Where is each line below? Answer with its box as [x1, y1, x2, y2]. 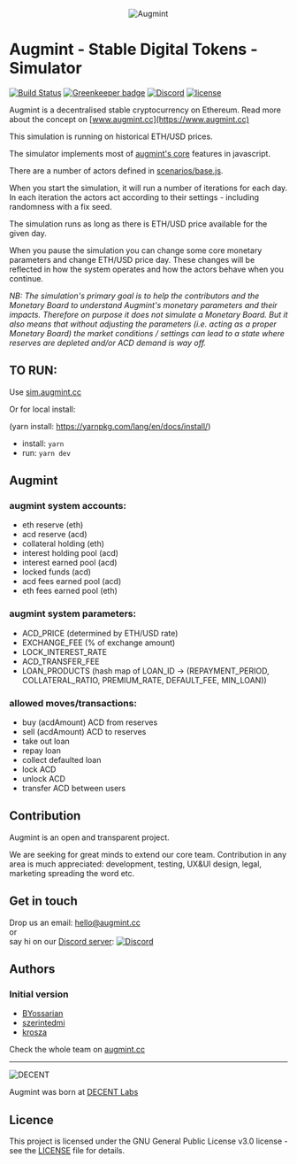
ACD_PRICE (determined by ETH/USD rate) [21, 628, 179, 638]
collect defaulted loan [21, 755, 102, 766]
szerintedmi [21, 1018, 65, 1029]
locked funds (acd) [21, 567, 91, 577]
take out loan [21, 736, 71, 747]
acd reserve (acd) [21, 529, 88, 540]
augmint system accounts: [9, 500, 126, 513]
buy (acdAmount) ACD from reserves [21, 717, 158, 728]
